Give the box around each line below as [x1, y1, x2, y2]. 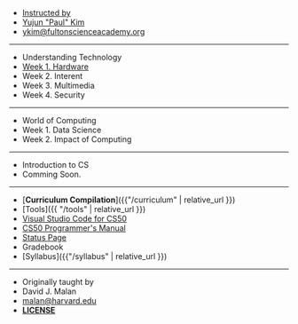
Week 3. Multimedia [21, 80, 95, 91]
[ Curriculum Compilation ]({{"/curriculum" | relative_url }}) [21, 194, 236, 205]
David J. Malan [21, 286, 77, 296]
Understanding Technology [21, 52, 122, 62]
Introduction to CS [21, 160, 90, 170]
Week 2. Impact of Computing [21, 134, 132, 145]
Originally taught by [21, 277, 95, 287]
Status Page [21, 233, 67, 242]
